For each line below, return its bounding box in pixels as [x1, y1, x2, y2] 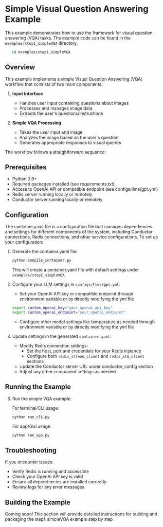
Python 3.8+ [12, 176, 37, 182]
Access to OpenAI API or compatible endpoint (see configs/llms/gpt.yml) [12, 186, 158, 192]
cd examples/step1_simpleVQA [11, 50, 71, 55]
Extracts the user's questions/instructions [19, 110, 103, 116]
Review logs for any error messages [12, 484, 85, 490]
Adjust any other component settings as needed [19, 368, 116, 374]
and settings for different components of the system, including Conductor [5, 229, 153, 235]
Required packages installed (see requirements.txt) [12, 181, 115, 187]
